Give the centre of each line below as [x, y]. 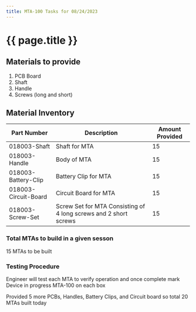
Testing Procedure [33, 266]
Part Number [29, 133]
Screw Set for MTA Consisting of [101, 206]
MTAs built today [26, 303]
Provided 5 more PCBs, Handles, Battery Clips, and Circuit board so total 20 [97, 297]
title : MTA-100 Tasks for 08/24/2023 [52, 11]
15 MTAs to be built [29, 251]
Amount [170, 129]
